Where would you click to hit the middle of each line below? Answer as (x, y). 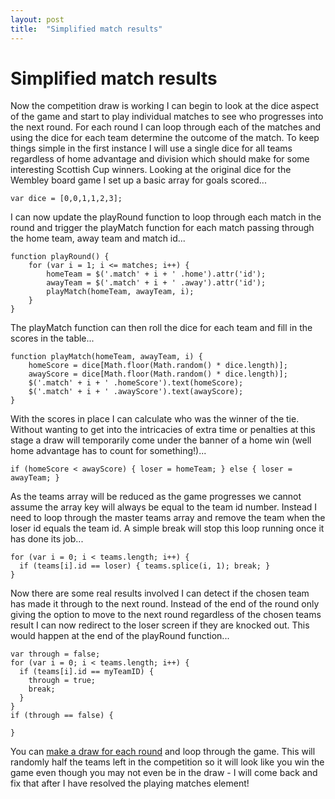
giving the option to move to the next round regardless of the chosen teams (166, 615)
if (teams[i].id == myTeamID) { (87, 672)
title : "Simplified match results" (86, 29)
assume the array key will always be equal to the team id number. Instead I (164, 507)
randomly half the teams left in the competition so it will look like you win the (167, 762)
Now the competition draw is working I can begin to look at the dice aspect (165, 106)
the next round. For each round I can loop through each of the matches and (166, 127)
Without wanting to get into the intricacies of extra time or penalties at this (163, 430)
